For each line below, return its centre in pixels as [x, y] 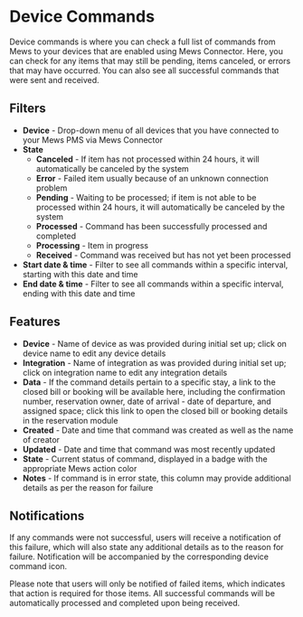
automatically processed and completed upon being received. [125, 603]
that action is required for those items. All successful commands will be [142, 594]
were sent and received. [54, 79]
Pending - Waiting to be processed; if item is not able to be [146, 197]
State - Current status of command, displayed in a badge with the [145, 459]
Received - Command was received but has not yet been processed [163, 255]
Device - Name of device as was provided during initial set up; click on [155, 343]
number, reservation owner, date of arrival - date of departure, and [147, 401]
